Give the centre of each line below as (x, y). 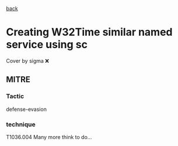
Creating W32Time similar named (89, 32)
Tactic (15, 96)
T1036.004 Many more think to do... (49, 137)
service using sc (47, 45)
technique (21, 124)
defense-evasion (26, 109)
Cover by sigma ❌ (28, 60)
